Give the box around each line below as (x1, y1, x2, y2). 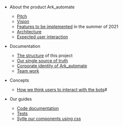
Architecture (16, 29, 42, 34)
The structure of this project (16, 53, 73, 58)
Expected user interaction (16, 34, 68, 40)
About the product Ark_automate (9, 4, 75, 10)
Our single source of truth (16, 58, 68, 63)
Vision (16, 19, 30, 24)
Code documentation (16, 106, 59, 111)
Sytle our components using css (16, 116, 81, 121)
